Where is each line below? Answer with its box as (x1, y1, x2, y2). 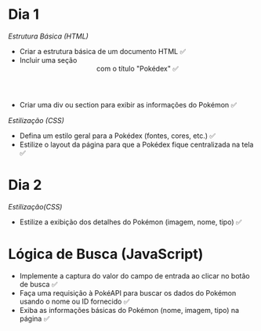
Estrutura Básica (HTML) (8, 31, 89, 41)
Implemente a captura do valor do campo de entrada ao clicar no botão (19, 271, 250, 280)
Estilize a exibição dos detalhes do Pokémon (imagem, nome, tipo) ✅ (19, 217, 242, 227)
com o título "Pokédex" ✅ (96, 64, 179, 73)
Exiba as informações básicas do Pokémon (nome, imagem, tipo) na (19, 305, 240, 315)
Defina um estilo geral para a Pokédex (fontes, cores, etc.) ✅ (19, 131, 216, 140)
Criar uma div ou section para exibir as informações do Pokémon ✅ (19, 100, 237, 109)
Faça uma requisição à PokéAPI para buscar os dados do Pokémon (19, 288, 237, 297)
